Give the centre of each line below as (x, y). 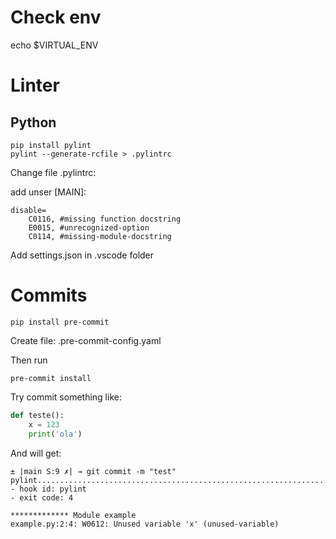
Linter (35, 85)
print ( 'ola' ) (55, 434)
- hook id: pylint (48, 489)
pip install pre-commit (60, 322)
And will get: (36, 453)
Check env (56, 17)
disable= (28, 210)
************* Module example (73, 515)
